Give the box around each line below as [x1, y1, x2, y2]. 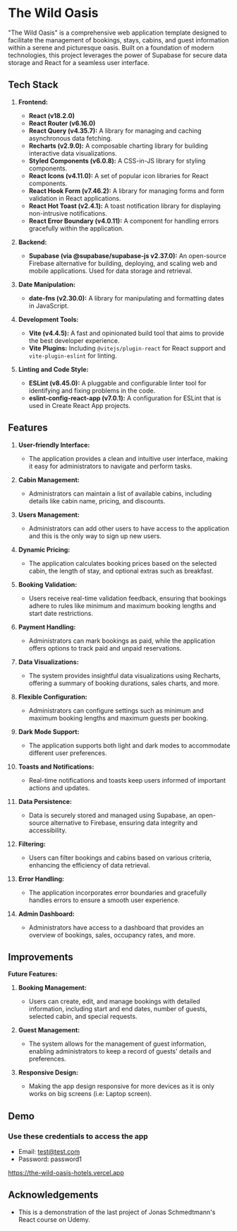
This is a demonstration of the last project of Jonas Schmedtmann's [18, 1208, 216, 1216]
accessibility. [28, 826, 67, 834]
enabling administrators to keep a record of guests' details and [28, 1047, 212, 1056]
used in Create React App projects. [28, 401, 131, 409]
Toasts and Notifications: [18, 762, 95, 771]
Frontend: [18, 98, 48, 106]
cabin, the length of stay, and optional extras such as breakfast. [28, 566, 214, 575]
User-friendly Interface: [18, 441, 90, 449]
